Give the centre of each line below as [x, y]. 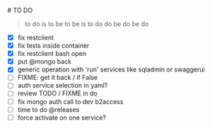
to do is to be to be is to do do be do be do [87, 24]
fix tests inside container [53, 46]
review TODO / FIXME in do [57, 93]
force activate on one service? [62, 117]
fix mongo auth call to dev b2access [70, 101]
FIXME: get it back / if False [57, 78]
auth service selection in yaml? [63, 86]
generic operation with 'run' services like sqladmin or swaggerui [111, 69]
